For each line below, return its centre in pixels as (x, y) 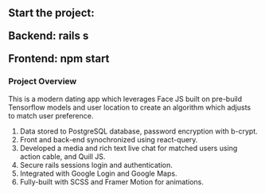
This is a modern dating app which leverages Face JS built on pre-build (125, 99)
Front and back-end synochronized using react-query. (109, 139)
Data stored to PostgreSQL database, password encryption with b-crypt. (139, 131)
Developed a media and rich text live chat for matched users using (129, 148)
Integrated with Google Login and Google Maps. (98, 173)
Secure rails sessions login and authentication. (96, 165)
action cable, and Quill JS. (62, 156)
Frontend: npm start (59, 59)
